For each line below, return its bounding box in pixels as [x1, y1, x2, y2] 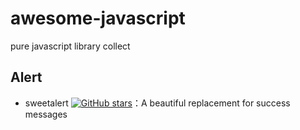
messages [24, 108, 68, 120]
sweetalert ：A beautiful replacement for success [24, 97, 291, 109]
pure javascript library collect [10, 40, 131, 52]
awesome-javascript [10, 7, 186, 30]
